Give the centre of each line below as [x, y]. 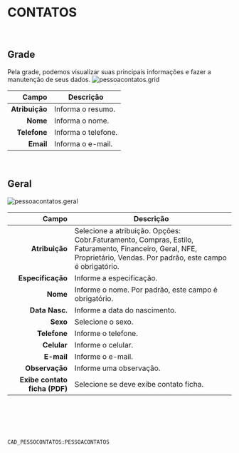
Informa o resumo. [85, 109]
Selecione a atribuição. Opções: [128, 230]
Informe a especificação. [116, 278]
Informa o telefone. [86, 132]
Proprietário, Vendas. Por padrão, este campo [151, 258]
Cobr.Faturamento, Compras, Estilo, [134, 240]
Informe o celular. [104, 345]
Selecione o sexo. [104, 322]
